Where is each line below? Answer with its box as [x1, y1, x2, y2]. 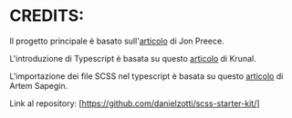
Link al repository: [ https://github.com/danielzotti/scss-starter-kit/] [9, 97, 260, 109]
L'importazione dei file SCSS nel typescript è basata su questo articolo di [9, 70, 284, 82]
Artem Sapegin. [9, 80, 68, 91]
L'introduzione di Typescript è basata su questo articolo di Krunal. [9, 53, 257, 64]
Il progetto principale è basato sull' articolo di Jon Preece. [9, 35, 225, 46]
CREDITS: [9, 5, 85, 26]
